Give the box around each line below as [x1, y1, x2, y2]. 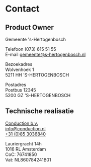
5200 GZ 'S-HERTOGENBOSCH [5, 93, 71, 98]
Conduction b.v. [5, 120, 39, 126]
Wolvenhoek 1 [5, 66, 34, 72]
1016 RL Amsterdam [5, 146, 46, 152]
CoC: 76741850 [5, 151, 37, 157]
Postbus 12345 [5, 87, 36, 93]
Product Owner [5, 23, 54, 32]
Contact [5, 3, 40, 15]
